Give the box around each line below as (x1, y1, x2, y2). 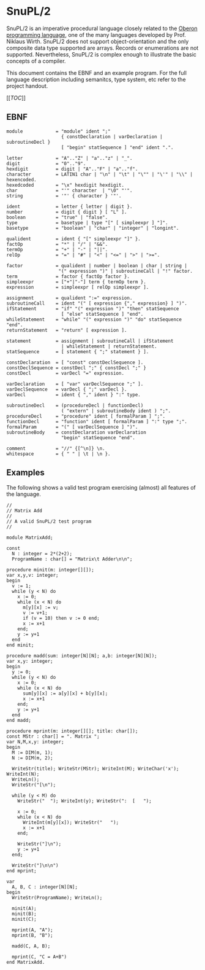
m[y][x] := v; (22, 604, 59, 611)
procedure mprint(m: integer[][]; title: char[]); (6, 728, 138, 734)
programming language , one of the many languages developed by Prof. (6, 31, 187, 38)
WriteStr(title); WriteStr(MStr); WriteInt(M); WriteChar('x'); (12, 765, 179, 772)
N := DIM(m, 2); (12, 754, 53, 761)
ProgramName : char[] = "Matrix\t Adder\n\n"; (12, 556, 133, 562)
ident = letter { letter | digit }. (6, 203, 133, 209)
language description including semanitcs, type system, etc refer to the (6, 76, 186, 83)
